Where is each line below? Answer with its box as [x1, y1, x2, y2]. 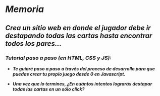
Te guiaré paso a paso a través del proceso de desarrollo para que [12, 65, 155, 71]
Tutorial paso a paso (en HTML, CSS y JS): [5, 54, 112, 61]
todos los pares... [5, 39, 62, 48]
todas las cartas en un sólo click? [12, 86, 85, 92]
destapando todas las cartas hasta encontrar [5, 31, 152, 40]
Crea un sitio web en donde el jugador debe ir [5, 24, 151, 32]
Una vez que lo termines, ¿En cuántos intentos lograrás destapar [12, 80, 152, 86]
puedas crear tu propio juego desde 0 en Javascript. [12, 71, 126, 77]
